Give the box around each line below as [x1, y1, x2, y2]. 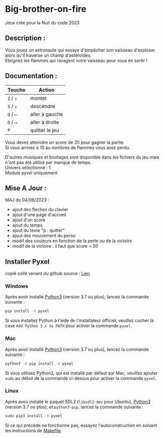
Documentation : [5, 72, 57, 80]
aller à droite [30, 119, 59, 125]
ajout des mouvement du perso [12, 233, 76, 239]
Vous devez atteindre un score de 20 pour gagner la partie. [5, 139, 125, 145]
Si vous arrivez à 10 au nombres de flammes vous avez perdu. [5, 144, 131, 151]
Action [38, 86, 55, 93]
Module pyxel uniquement [5, 170, 58, 176]
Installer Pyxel [5, 257, 50, 266]
